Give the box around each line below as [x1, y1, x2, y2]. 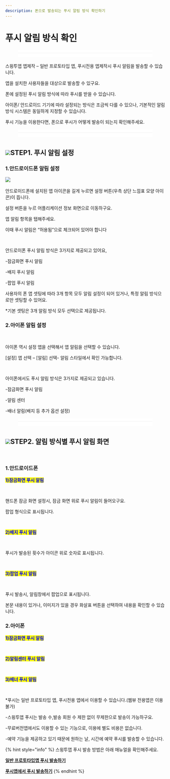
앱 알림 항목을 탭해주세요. [5, 216, 56, 222]
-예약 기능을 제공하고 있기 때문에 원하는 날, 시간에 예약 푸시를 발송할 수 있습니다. [5, 735, 164, 742]
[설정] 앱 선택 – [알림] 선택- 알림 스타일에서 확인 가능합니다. [5, 355, 123, 361]
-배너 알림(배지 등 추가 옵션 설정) [5, 408, 70, 414]
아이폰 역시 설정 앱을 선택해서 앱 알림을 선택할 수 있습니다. [5, 344, 120, 350]
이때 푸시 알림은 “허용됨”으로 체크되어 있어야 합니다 [5, 227, 107, 233]
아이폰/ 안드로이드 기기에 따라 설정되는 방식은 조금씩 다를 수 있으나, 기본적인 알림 [5, 102, 165, 108]
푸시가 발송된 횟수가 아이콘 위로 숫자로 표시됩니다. [5, 550, 105, 556]
